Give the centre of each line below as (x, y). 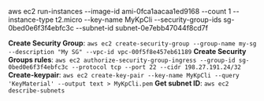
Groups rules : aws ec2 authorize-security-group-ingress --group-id (122, 60)
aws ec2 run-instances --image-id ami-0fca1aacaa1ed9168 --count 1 (120, 11)
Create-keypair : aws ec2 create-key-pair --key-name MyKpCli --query (124, 75)
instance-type (31, 20)
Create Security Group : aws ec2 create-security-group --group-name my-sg (132, 43)
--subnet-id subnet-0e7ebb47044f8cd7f (142, 28)
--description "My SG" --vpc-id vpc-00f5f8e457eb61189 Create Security (127, 51)
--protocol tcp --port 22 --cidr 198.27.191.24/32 (156, 67)
